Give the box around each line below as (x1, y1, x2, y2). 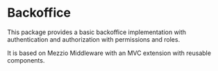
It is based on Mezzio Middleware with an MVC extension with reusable (7, 49, 212, 57)
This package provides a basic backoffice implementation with (7, 28, 186, 36)
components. (7, 56, 45, 64)
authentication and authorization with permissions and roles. (7, 35, 181, 43)
